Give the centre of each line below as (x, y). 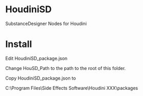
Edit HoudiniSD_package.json (36, 58)
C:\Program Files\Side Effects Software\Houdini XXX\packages (72, 88)
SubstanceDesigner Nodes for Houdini (46, 23)
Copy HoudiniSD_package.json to (40, 78)
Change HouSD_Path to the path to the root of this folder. (66, 68)
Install (19, 44)
